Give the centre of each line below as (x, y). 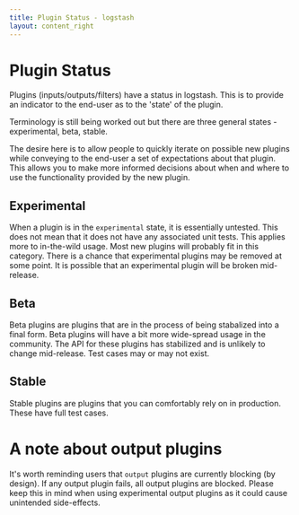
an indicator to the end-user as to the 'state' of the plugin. (116, 105)
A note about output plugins (116, 449)
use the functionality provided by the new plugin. (100, 178)
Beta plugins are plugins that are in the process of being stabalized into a (145, 325)
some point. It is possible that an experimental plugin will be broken (134, 266)
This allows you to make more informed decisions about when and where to (149, 168)
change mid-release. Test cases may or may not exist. (110, 354)
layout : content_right (52, 26)
